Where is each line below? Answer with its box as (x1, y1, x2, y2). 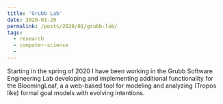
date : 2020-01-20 (7, 16, 57, 23)
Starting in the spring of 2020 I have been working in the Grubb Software (7, 66, 213, 75)
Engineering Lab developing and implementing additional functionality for (7, 74, 214, 82)
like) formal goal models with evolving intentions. (7, 88, 145, 96)
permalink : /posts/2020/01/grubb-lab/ (7, 23, 118, 29)
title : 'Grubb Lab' (7, 10, 63, 17)
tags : (7, 29, 23, 36)
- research (13, 36, 44, 42)
